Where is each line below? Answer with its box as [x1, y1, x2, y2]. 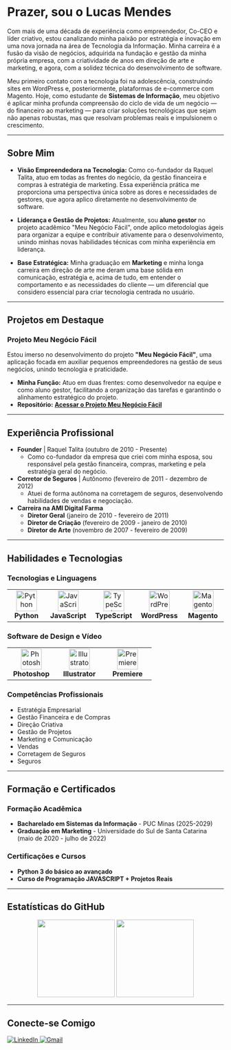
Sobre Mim [7, 148, 55, 159]
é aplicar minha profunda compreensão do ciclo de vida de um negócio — [7, 99, 217, 107]
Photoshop [12, 669, 50, 679]
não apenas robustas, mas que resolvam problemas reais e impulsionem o [7, 113, 218, 121]
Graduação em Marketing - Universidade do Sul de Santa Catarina [16, 827, 208, 835]
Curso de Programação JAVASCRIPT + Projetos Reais [16, 874, 173, 883]
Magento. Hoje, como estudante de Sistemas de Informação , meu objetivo [7, 91, 220, 100]
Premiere [112, 669, 143, 679]
